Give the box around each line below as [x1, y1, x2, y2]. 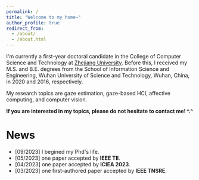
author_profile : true [6, 20, 60, 26]
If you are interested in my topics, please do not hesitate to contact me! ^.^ [6, 108, 194, 114]
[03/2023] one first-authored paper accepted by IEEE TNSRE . [14, 167, 167, 174]
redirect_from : [6, 25, 44, 32]
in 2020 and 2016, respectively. [6, 78, 83, 85]
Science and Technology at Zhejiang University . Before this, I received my [6, 59, 188, 66]
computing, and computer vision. [6, 96, 88, 103]
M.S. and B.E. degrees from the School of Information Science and [6, 66, 170, 72]
